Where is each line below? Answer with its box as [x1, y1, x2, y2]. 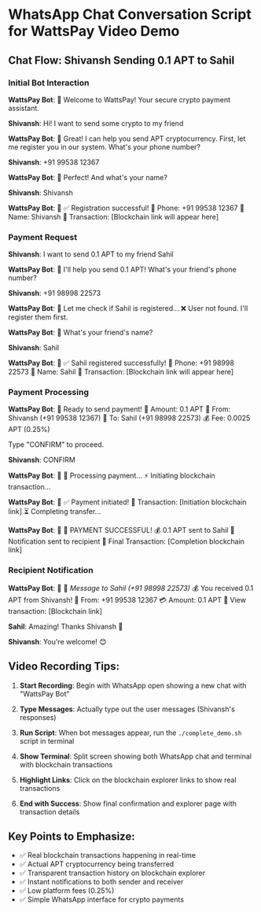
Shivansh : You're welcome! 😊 [8, 637, 107, 646]
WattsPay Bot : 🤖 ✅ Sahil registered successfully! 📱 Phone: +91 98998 [8, 358, 234, 367]
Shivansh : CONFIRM [8, 455, 76, 465]
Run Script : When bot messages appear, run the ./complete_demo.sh [19, 728, 242, 737]
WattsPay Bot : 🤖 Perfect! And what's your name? [8, 172, 167, 182]
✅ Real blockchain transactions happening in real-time [19, 851, 197, 860]
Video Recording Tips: [8, 659, 120, 674]
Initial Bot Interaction [8, 77, 90, 88]
